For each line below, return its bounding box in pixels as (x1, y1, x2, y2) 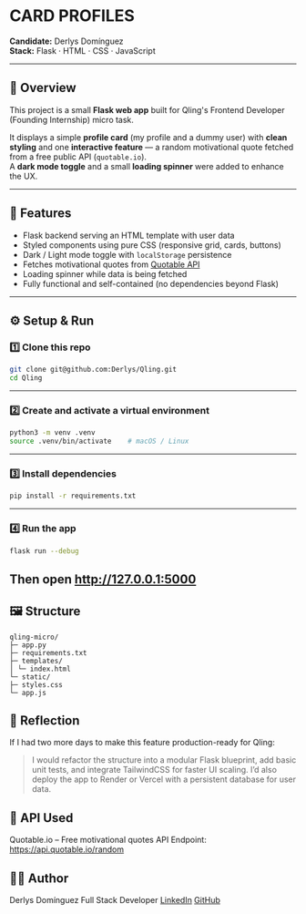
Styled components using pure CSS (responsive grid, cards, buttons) (22, 239, 282, 251)
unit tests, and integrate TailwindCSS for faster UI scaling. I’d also (31, 765, 278, 775)
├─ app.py (9, 640, 47, 650)
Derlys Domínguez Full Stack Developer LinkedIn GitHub (9, 895, 221, 906)
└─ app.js (9, 688, 47, 697)
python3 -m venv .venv (9, 428, 96, 437)
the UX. (9, 170, 38, 181)
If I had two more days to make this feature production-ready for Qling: (9, 737, 275, 748)
